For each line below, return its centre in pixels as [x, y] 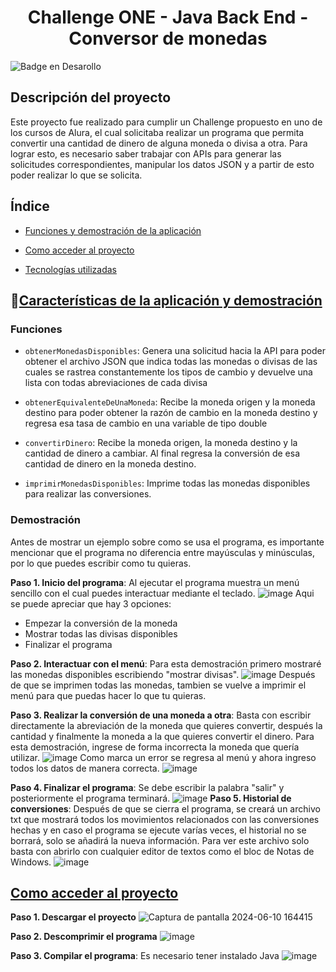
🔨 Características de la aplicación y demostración [166, 300]
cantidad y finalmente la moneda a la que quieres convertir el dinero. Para [162, 736]
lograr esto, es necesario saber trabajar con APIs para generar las [146, 153]
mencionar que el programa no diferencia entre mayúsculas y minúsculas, [163, 552]
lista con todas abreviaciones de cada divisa [116, 383]
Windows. [31, 862]
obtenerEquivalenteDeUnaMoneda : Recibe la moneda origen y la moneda [170, 402]
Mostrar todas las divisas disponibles [101, 633]
